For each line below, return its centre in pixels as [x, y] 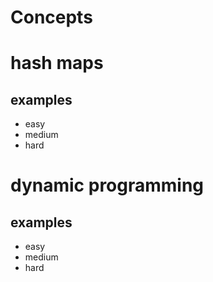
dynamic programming [107, 185]
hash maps [57, 63]
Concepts [51, 17]
